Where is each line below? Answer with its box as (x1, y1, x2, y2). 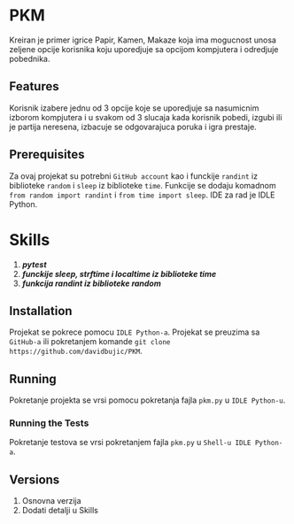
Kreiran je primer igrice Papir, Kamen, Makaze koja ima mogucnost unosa (9, 35, 277, 45)
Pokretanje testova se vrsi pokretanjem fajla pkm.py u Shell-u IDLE (9, 437, 251, 448)
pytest (21, 258, 47, 270)
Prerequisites (9, 147, 85, 162)
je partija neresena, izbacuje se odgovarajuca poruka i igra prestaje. (9, 121, 257, 132)
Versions (9, 472, 60, 487)
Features (9, 79, 59, 94)
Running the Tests (9, 417, 89, 429)
